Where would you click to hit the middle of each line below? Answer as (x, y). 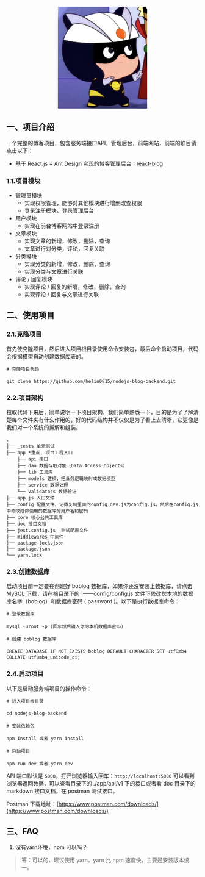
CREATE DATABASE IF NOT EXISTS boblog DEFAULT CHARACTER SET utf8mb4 (97, 651)
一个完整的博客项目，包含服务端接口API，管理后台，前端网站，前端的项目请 (102, 143)
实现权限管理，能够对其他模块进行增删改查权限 (83, 202)
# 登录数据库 (20, 614)
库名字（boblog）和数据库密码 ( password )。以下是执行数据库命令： (93, 601)
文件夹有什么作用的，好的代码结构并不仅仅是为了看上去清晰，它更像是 (110, 420)
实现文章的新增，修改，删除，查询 (67, 241)
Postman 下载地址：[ (33, 804)
